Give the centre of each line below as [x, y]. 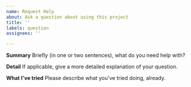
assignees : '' [24, 34]
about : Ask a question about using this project [67, 17]
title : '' [18, 22]
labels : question [28, 28]
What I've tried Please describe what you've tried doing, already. [86, 78]
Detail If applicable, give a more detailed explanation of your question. [92, 67]
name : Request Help [30, 11]
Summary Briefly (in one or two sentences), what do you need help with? [96, 55]
